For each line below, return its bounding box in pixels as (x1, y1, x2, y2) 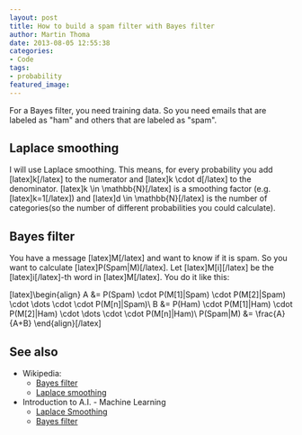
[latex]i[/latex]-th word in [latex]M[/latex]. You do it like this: (9, 272, 230, 283)
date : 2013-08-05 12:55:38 (9, 38, 111, 48)
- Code (9, 55, 34, 64)
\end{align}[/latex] (33, 318, 102, 329)
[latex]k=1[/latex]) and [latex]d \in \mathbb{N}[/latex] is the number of (9, 193, 268, 204)
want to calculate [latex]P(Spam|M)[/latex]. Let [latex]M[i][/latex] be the (9, 262, 274, 273)
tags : (9, 64, 30, 73)
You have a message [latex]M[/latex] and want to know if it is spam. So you (9, 253, 288, 264)
